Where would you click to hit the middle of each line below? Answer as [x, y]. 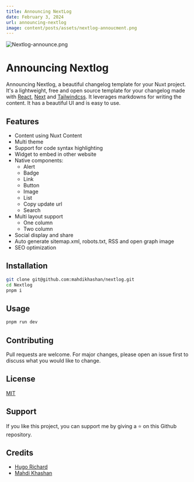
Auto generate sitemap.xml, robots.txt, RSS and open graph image [94, 241]
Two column [38, 229]
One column [38, 223]
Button [31, 185]
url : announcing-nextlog [36, 22]
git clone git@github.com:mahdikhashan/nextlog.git [70, 279]
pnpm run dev [22, 322]
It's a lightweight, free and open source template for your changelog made [96, 91]
